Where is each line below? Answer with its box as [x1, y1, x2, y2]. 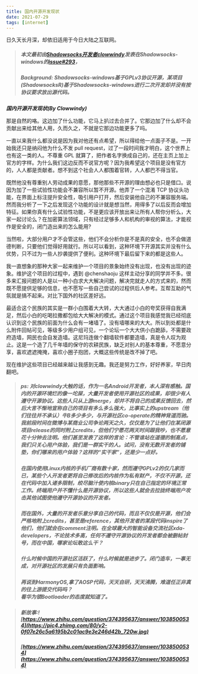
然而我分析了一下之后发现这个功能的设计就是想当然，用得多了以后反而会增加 [6, 201, 192, 208]
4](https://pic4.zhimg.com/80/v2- [20, 622, 108, 629]
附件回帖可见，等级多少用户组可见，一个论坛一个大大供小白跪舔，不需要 [11, 326, 186, 333]
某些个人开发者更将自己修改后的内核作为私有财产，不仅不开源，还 [31, 472, 191, 479]
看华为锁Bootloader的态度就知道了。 [20, 593, 110, 600]
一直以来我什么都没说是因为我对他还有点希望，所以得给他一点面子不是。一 [6, 137, 186, 144]
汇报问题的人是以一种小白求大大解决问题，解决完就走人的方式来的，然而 [16, 277, 192, 284]
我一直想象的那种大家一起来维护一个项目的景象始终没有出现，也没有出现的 [6, 262, 186, 269]
